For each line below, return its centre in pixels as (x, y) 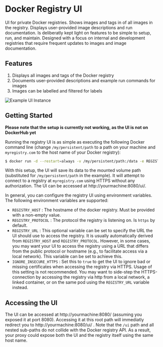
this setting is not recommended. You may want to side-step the (76, 272)
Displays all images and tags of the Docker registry (63, 75)
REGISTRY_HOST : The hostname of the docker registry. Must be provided (83, 210)
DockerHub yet (21, 132)
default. (20, 225)
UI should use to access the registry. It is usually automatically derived (82, 236)
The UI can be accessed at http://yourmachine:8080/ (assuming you (73, 314)
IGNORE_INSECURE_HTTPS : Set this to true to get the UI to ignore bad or (81, 262)
